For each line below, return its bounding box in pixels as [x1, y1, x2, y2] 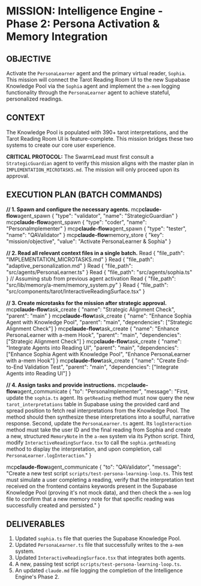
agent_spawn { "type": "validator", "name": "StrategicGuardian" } [17, 212, 178, 219]
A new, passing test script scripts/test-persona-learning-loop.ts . [14, 561, 182, 568]
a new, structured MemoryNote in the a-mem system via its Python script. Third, [6, 432, 195, 440]
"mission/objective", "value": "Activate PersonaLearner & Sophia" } [6, 238, 172, 245]
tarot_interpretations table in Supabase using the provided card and [6, 400, 180, 407]
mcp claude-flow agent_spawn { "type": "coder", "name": [6, 218, 147, 226]
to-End [6, 363, 23, 371]
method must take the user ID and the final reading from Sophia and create [6, 426, 191, 433]
